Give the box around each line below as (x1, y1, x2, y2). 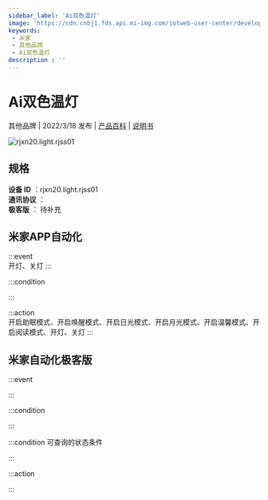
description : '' (8, 57, 66, 65)
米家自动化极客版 (8, 352, 93, 367)
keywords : (8, 26, 41, 34)
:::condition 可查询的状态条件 (8, 438, 104, 447)
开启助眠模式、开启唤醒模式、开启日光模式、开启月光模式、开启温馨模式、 (8, 317, 253, 327)
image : (8, 19, 30, 27)
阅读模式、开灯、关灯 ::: (14, 328, 94, 337)
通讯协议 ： (8, 195, 45, 204)
